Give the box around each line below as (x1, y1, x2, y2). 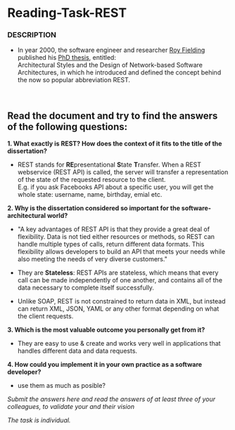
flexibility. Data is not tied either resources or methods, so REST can (17, 233, 215, 241)
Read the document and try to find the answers (7, 110, 218, 122)
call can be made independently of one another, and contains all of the (17, 276, 223, 285)
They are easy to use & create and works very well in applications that (17, 339, 221, 348)
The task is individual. (7, 416, 71, 424)
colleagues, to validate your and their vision (7, 403, 135, 411)
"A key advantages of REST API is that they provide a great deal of (17, 225, 210, 233)
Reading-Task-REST (7, 5, 127, 21)
